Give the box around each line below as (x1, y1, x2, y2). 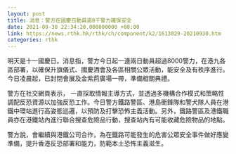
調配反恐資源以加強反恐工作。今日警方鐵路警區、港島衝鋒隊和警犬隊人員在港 (7, 98, 229, 106)
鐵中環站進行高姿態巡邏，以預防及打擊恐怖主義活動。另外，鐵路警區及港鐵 (7, 107, 223, 115)
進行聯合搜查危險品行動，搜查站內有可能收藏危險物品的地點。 (50, 115, 229, 124)
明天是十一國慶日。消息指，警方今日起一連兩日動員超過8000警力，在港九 (7, 57, 220, 65)
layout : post (7, 10, 46, 18)
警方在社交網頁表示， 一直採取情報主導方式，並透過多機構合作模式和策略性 (7, 89, 225, 98)
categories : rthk (7, 37, 58, 44)
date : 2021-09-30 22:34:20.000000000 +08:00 (7, 23, 140, 30)
